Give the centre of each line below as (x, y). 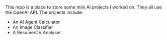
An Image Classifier (33, 27)
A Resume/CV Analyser (37, 32)
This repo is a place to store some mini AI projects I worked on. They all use (83, 7)
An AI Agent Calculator (36, 22)
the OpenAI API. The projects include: (44, 12)
